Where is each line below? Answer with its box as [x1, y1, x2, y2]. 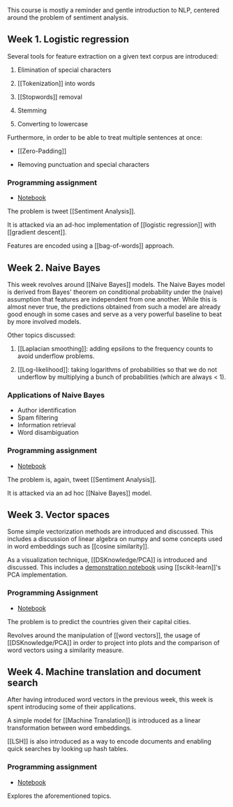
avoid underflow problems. [17, 352, 96, 360]
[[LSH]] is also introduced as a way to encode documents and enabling [7, 737, 211, 746]
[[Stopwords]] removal [17, 92, 82, 101]
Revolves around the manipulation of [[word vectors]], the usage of [7, 631, 201, 639]
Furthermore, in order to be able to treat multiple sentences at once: [7, 133, 202, 142]
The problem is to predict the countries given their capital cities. [7, 617, 191, 625]
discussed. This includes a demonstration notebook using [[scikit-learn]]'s [7, 563, 221, 572]
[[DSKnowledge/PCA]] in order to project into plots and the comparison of [7, 638, 220, 646]
